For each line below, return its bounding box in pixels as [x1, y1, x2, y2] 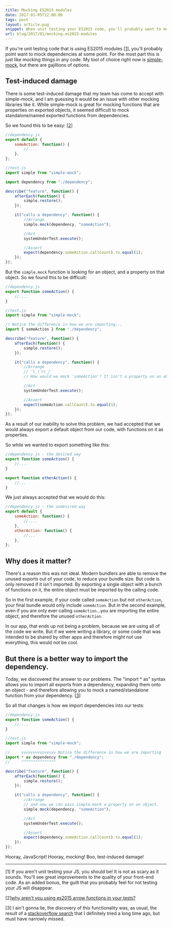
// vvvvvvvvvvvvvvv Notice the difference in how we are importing [5, 750, 161, 755]
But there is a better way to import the [5, 654, 128, 663]
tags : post [5, 17, 29, 22]
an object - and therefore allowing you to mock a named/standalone [5, 687, 149, 693]
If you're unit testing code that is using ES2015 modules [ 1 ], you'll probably [5, 46, 163, 51]
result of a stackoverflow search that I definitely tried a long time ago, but [5, 911, 160, 917]
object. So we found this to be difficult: [5, 275, 87, 281]
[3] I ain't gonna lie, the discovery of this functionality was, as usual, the [5, 905, 157, 911]
